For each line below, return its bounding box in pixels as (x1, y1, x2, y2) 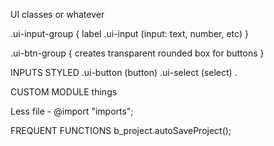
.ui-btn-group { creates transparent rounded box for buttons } (10, 47, 265, 59)
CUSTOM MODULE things (10, 86, 118, 98)
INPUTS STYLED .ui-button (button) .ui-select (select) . (10, 67, 238, 78)
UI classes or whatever (10, 9, 105, 20)
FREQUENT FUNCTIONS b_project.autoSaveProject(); (10, 125, 232, 136)
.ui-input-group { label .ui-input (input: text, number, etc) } (10, 28, 249, 39)
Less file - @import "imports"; (10, 105, 134, 117)
